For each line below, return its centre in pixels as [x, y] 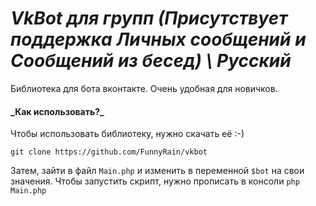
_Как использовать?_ [57, 111]
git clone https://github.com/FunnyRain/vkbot [109, 152]
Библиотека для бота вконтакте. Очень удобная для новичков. [144, 88]
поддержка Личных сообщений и [158, 39]
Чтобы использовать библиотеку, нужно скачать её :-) [127, 134]
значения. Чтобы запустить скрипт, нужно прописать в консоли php [155, 181]
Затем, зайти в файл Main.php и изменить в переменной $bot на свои [157, 171]
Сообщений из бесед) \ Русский [151, 61]
